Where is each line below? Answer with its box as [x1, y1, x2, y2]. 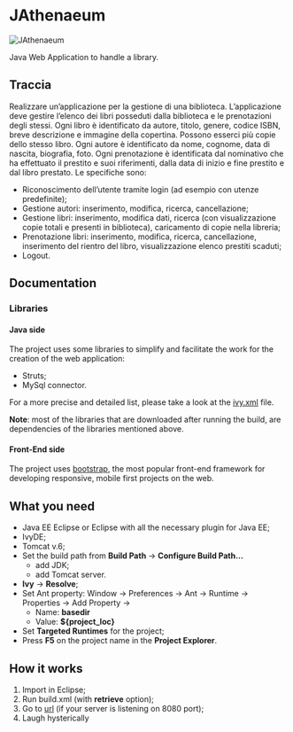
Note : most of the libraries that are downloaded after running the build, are [9, 414, 281, 425]
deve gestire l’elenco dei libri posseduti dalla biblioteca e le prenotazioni [9, 110, 272, 121]
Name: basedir [35, 607, 90, 618]
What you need [9, 498, 96, 514]
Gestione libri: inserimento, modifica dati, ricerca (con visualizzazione [21, 212, 276, 222]
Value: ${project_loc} [35, 617, 115, 627]
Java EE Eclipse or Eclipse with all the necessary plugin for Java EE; [21, 522, 270, 533]
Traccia [9, 77, 51, 93]
